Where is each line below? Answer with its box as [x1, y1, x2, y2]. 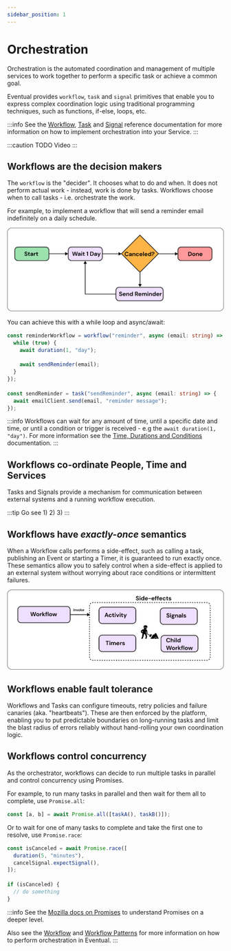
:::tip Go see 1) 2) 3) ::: [7, 509, 70, 517]
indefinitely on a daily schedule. [7, 214, 98, 223]
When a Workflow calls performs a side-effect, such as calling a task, [7, 547, 204, 555]
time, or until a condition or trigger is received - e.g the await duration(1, [7, 424, 217, 433]
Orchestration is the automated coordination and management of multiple [7, 64, 215, 72]
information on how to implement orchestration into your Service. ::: [7, 127, 199, 135]
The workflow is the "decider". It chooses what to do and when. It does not [7, 179, 218, 187]
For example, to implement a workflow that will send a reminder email [7, 207, 204, 215]
